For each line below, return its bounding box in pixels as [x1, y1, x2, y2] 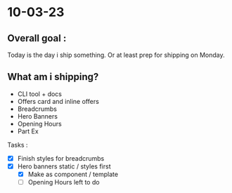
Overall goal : [7, 32, 67, 44]
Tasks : [7, 140, 28, 149]
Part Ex [17, 127, 39, 135]
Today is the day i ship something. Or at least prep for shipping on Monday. [7, 51, 225, 59]
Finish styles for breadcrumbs [17, 154, 105, 162]
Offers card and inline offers [17, 97, 100, 105]
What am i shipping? [7, 71, 99, 83]
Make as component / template [27, 170, 118, 178]
